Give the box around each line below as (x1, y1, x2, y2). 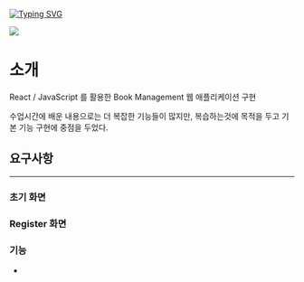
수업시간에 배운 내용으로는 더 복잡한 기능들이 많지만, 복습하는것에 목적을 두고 (9, 110, 280, 121)
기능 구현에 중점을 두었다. (18, 122, 109, 133)
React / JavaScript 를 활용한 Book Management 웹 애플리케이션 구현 (9, 91, 257, 102)
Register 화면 (9, 217, 67, 230)
